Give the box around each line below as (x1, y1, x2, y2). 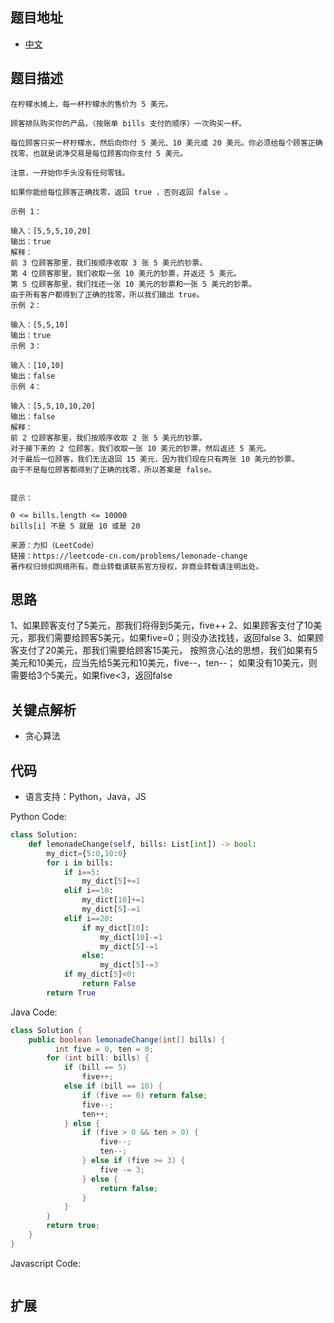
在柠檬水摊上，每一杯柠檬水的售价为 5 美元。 (10, 99, 173, 109)
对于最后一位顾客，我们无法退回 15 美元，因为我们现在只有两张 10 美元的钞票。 (10, 454, 300, 464)
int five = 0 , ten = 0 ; (54, 1044, 155, 1054)
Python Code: (10, 811, 67, 823)
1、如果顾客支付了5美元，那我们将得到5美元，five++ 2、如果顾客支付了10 (10, 619, 314, 632)
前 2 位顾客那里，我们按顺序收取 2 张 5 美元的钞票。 (10, 433, 208, 443)
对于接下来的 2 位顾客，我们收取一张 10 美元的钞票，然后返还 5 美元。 (10, 443, 272, 453)
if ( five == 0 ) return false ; (81, 1090, 208, 1100)
